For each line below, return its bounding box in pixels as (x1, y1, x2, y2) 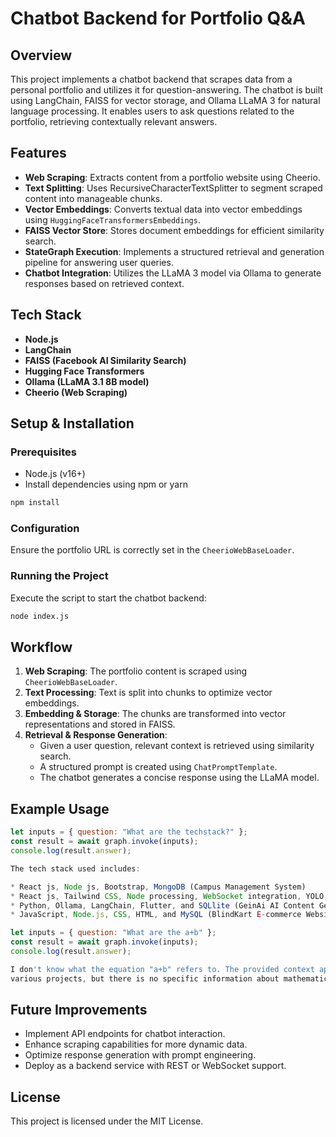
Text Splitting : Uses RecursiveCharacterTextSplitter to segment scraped (24, 182, 323, 194)
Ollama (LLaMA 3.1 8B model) (24, 375, 150, 387)
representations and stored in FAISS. (24, 718, 176, 731)
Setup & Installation (10, 415, 135, 432)
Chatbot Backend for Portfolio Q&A (10, 7, 306, 30)
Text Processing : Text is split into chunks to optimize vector (24, 687, 273, 699)
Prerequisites (10, 445, 77, 459)
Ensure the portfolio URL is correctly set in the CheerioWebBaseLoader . (10, 544, 295, 556)
